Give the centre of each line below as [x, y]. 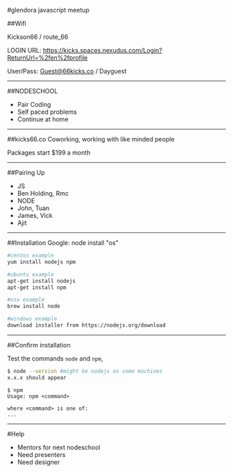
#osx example [26, 300]
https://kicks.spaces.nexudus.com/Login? [103, 50]
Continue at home [43, 119]
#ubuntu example [31, 274]
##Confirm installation [39, 345]
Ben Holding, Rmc [43, 193]
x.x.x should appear [37, 377]
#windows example [32, 319]
